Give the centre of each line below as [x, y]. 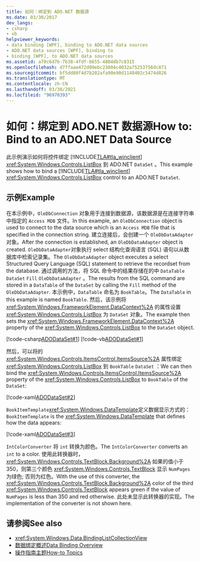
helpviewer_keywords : [33, 39]
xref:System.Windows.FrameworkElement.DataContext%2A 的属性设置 [93, 307]
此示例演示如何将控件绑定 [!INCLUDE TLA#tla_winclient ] [74, 156]
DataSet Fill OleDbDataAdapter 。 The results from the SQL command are [96, 278]
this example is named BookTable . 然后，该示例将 [66, 299]
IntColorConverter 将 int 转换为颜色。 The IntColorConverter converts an [97, 446]
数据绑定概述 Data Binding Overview [59, 545]
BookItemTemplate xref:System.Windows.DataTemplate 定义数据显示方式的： [99, 409]
